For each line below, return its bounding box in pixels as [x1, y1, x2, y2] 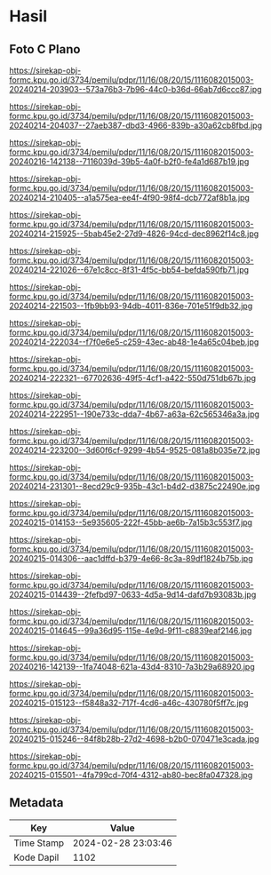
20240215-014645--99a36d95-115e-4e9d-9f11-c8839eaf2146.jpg [9, 625, 252, 636]
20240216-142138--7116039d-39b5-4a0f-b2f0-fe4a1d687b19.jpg [9, 156, 250, 166]
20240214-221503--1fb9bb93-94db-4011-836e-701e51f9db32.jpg [9, 300, 253, 311]
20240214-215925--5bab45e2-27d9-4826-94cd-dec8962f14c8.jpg [9, 228, 259, 239]
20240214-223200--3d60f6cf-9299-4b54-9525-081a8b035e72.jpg [9, 445, 260, 455]
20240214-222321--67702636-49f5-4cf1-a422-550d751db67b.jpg [9, 373, 256, 383]
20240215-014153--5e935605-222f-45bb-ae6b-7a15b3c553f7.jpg [9, 517, 253, 528]
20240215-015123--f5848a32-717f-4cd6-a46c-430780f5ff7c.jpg [9, 697, 249, 708]
